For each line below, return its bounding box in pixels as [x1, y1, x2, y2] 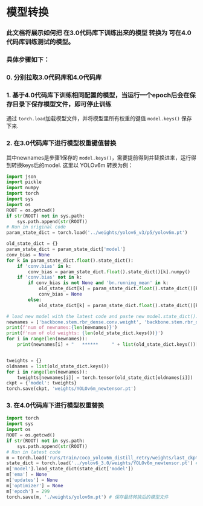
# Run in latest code [6, 449, 61, 455]
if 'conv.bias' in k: [17, 263, 71, 269]
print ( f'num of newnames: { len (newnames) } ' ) [6, 325, 118, 331]
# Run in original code [6, 224, 66, 230]
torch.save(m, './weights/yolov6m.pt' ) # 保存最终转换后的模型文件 [6, 494, 169, 500]
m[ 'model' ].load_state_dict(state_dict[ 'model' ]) [6, 466, 134, 472]
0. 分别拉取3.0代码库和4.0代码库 [6, 73, 102, 82]
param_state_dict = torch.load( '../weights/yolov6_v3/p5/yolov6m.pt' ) [6, 230, 188, 236]
